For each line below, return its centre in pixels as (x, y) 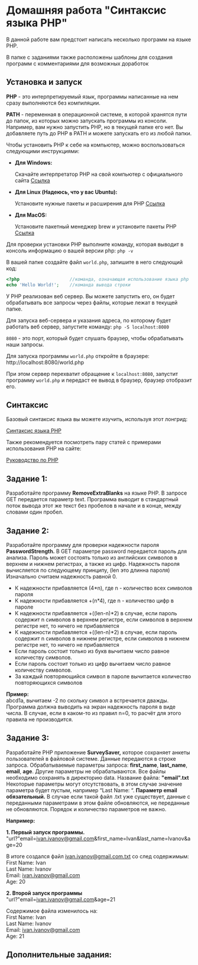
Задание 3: (27, 738)
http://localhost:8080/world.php (45, 362)
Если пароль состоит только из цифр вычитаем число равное (93, 663)
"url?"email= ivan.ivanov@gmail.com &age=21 (61, 899)
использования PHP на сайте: (44, 448)
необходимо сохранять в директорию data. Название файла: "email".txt (98, 777)
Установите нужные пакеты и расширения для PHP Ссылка (90, 203)
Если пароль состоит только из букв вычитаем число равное (92, 651)
